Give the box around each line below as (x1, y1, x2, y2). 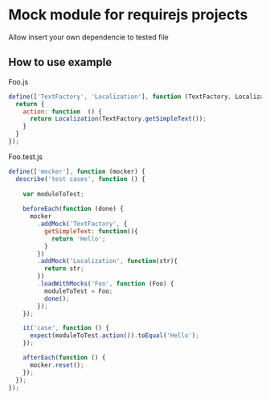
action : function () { (22, 107, 103, 116)
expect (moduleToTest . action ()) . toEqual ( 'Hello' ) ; (29, 331, 199, 339)
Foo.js (8, 76, 29, 86)
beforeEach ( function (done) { (22, 205, 125, 213)
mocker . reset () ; (29, 360, 84, 369)
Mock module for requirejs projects (8, 6, 248, 24)
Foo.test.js (8, 151, 43, 162)
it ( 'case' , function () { (22, 324, 110, 332)
